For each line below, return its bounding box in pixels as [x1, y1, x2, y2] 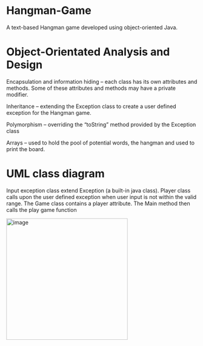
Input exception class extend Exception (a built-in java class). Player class [6, 186, 191, 194]
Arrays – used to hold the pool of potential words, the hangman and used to [6, 139, 195, 146]
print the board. [6, 145, 45, 152]
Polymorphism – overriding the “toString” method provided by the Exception [6, 121, 196, 128]
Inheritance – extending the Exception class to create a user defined [6, 103, 177, 110]
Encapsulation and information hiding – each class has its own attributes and [6, 78, 198, 85]
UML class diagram [6, 167, 105, 181]
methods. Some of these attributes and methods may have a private [6, 84, 176, 92]
